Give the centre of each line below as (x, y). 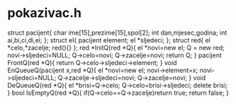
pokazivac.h (44, 13)
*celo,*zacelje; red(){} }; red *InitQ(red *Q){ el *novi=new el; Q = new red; (116, 47)
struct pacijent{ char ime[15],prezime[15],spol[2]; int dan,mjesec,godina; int (117, 33)
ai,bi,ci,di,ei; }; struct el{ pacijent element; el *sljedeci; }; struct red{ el (109, 40)
